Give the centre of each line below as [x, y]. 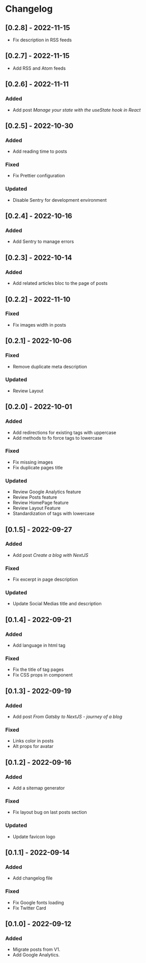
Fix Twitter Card [30, 908]
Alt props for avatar [33, 746]
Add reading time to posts [40, 151]
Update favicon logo [34, 837]
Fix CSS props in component [42, 675]
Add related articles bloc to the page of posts [60, 283]
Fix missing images [33, 462]
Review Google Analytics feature [47, 492]
